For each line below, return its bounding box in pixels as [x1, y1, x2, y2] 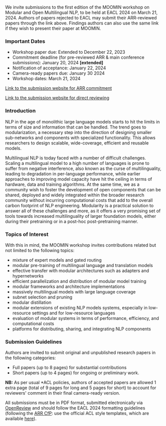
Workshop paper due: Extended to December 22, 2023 [12, 49, 125, 55]
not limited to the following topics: [5, 247, 75, 253]
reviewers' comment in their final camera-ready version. [5, 390, 120, 396]
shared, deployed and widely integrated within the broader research [5, 192, 145, 198]
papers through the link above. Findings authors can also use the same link [5, 20, 159, 26]
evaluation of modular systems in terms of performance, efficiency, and [12, 315, 159, 321]
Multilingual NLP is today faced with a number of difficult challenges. [5, 154, 146, 161]
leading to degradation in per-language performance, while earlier [5, 170, 141, 176]
